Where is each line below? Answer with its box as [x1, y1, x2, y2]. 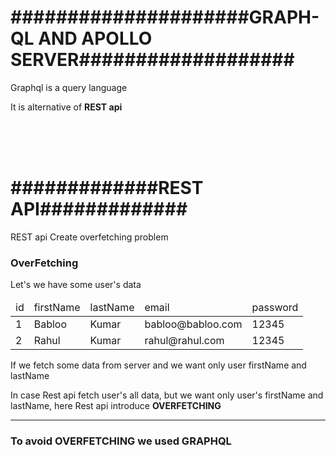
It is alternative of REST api [10, 101, 123, 113]
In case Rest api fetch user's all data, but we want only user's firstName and [10, 389, 324, 401]
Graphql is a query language [10, 81, 128, 93]
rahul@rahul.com [144, 334, 225, 348]
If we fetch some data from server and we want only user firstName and [10, 359, 307, 371]
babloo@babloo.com [144, 317, 243, 331]
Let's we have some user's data [10, 279, 142, 291]
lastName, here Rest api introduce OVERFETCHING [10, 400, 222, 412]
